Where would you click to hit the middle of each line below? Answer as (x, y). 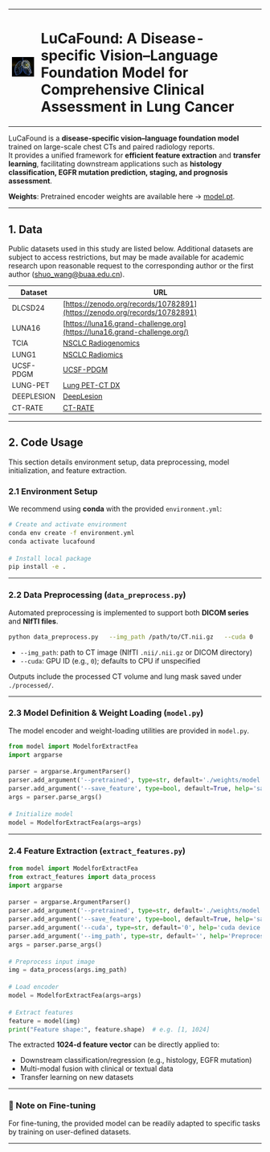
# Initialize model (41, 814)
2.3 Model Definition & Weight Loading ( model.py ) (106, 713)
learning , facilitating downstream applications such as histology (115, 164)
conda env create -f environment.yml (72, 533)
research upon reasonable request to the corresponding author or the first (131, 266)
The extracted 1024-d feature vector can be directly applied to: (114, 1044)
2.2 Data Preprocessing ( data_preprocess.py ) (97, 595)
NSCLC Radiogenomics (102, 343)
